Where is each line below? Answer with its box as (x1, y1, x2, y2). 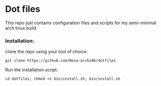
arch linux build (5, 25, 37, 31)
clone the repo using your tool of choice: (5, 48, 88, 55)
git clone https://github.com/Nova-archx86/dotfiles (5, 58, 116, 63)
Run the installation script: (5, 67, 58, 73)
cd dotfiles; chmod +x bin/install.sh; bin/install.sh (5, 77, 121, 82)
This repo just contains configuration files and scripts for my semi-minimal (5, 20, 157, 26)
